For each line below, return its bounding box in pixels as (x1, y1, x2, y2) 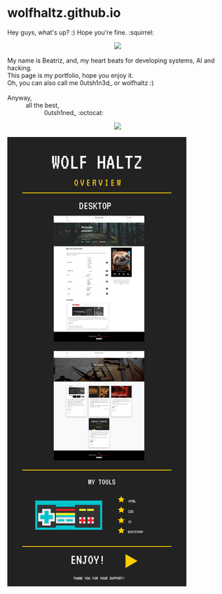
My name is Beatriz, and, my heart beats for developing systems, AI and (7, 56, 215, 65)
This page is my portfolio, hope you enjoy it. (7, 71, 134, 79)
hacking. (7, 63, 33, 72)
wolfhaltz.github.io (7, 5, 121, 21)
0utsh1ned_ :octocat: (44, 108, 104, 117)
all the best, (25, 100, 60, 110)
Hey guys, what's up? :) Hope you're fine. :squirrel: (7, 28, 154, 37)
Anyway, (7, 93, 32, 102)
